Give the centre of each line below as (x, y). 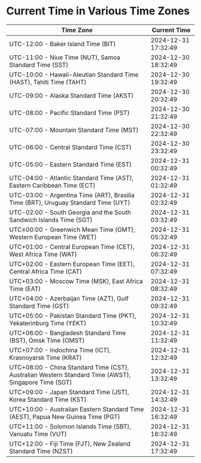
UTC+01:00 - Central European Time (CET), (72, 247)
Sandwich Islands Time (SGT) (51, 220)
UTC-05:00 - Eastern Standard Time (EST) (71, 164)
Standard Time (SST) (39, 65)
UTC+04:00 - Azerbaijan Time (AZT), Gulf (69, 298)
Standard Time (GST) (39, 305)
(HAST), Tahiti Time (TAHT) (48, 82)
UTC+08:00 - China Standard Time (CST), (69, 367)
